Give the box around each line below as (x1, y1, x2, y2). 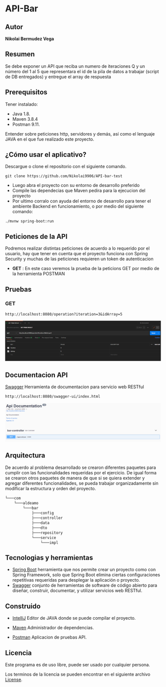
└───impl (40, 540, 58, 545)
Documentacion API (5, 370, 68, 379)
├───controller (31, 515, 63, 520)
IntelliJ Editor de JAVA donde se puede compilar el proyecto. (12, 615, 136, 621)
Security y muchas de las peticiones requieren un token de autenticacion (5, 256, 154, 262)
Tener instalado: (5, 101, 38, 107)
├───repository (31, 530, 63, 535)
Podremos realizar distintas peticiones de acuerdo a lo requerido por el (5, 245, 150, 251)
